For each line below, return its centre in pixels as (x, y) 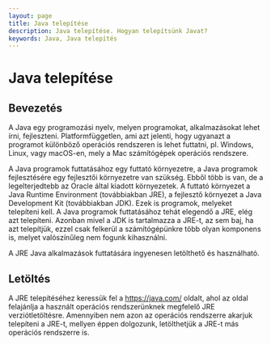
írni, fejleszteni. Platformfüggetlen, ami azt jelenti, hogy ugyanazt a (119, 136)
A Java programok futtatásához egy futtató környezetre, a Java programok (133, 169)
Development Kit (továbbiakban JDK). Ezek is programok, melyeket (120, 204)
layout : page (30, 16)
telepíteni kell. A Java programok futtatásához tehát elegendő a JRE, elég (131, 212)
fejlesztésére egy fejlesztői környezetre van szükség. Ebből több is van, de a (136, 178)
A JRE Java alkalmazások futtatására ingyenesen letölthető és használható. (134, 253)
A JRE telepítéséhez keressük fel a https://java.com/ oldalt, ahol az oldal (128, 298)
